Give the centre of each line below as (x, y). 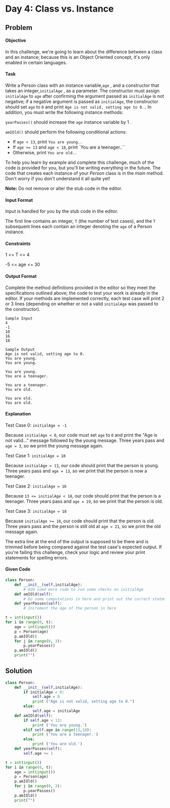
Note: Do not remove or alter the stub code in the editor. (64, 188)
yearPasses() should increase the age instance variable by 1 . (68, 122)
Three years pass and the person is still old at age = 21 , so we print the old (83, 526)
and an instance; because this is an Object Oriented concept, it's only (78, 57)
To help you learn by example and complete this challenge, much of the (80, 162)
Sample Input (19, 318)
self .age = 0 (46, 697)
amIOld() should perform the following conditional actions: (66, 132)
